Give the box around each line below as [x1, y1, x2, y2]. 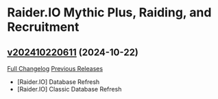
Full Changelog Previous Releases [7, 65, 104, 72]
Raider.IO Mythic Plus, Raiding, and [7, 5, 212, 20]
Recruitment [7, 19, 80, 35]
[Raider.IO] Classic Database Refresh [16, 85, 122, 93]
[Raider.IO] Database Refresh [16, 78, 100, 86]
